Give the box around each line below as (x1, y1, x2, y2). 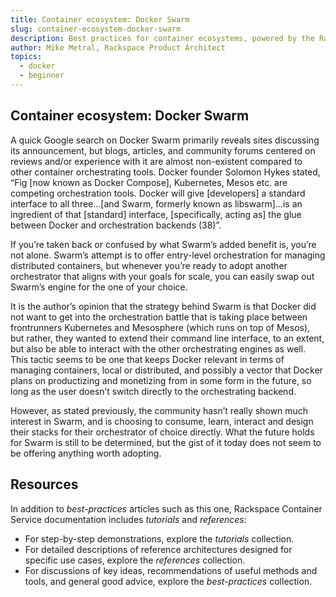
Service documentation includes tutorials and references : (10, 513, 247, 525)
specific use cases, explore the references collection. (24, 554, 246, 566)
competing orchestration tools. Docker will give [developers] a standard (10, 187, 306, 199)
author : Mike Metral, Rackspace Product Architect (10, 42, 226, 53)
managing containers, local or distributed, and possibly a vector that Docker (10, 364, 323, 376)
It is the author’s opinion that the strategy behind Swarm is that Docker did (10, 300, 317, 312)
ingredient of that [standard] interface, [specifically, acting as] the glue (10, 208, 302, 220)
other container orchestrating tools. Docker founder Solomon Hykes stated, (10, 166, 321, 178)
